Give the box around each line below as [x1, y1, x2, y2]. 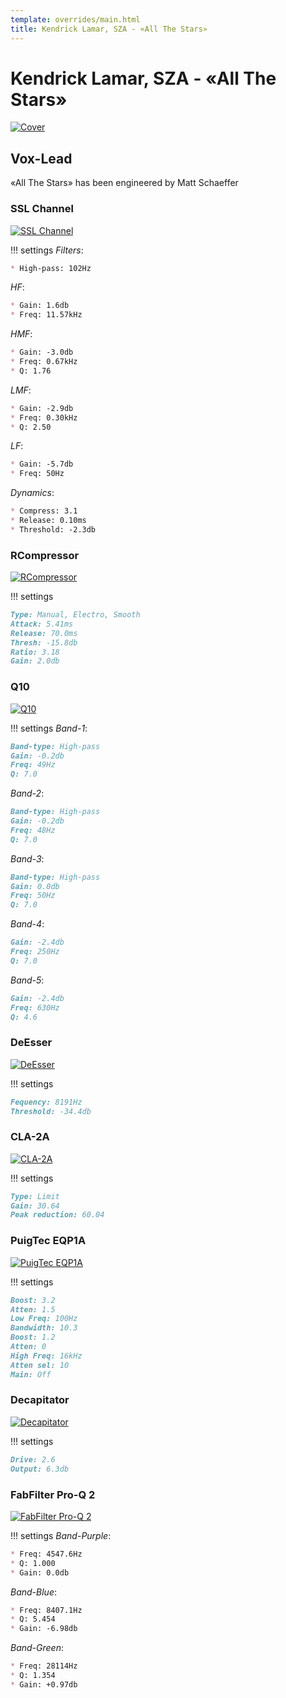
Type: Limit [10, 1191, 60, 1201]
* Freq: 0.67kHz [10, 357, 78, 367]
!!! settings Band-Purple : [10, 1529, 112, 1541]
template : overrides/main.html [10, 14, 141, 25]
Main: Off [10, 1369, 52, 1380]
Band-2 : [10, 787, 45, 800]
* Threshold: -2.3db [10, 524, 97, 535]
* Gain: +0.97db [10, 1679, 78, 1690]
